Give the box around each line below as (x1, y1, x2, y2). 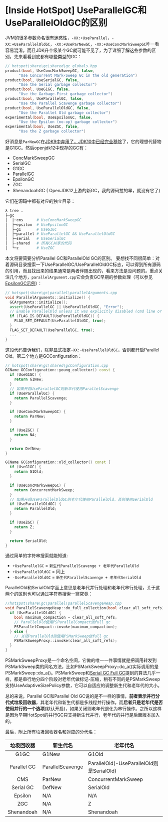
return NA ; (14, 432, 37, 437)
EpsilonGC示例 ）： (5, 280, 42, 286)
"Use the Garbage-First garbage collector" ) (18, 91, 113, 97)
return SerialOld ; (9, 538, 48, 543)
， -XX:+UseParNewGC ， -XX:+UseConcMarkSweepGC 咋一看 (49, 41, 159, 47)
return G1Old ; (14, 469, 43, 474)
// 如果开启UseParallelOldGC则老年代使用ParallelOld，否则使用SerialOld (9, 497, 153, 502)
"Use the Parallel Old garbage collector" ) (18, 110, 111, 115)
